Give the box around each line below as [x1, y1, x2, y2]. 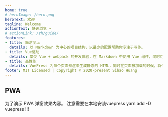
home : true [5, 7, 28, 13]
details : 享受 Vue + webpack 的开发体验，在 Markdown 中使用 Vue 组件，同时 [9, 54, 160, 59]
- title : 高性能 [5, 59, 37, 64]
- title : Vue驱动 [5, 49, 40, 54]
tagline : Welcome [5, 21, 41, 27]
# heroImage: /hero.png [5, 12, 55, 17]
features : [5, 36, 26, 41]
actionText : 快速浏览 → [5, 26, 51, 31]
